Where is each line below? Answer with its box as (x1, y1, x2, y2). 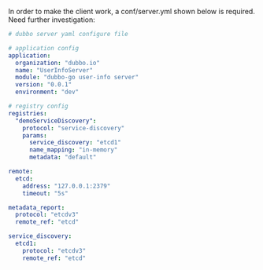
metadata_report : (8, 203, 65, 211)
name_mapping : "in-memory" (28, 146, 118, 154)
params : (22, 131, 47, 140)
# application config (8, 44, 80, 52)
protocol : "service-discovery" (22, 124, 125, 132)
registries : (8, 109, 47, 117)
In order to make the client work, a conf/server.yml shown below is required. (8, 7, 256, 16)
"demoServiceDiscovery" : (15, 117, 97, 125)
